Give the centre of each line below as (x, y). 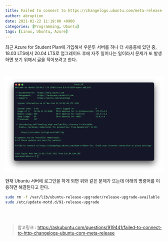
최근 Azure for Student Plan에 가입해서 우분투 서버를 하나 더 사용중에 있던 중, (81, 47)
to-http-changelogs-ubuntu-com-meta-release (66, 233)
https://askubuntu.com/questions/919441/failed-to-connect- (99, 227)
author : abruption (24, 16)
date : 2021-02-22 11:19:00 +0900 (40, 21)
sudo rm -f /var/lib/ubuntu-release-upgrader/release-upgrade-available (82, 197)
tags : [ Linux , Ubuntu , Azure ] (37, 32)
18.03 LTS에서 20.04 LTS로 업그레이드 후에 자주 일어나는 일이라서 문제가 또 (79, 53)
